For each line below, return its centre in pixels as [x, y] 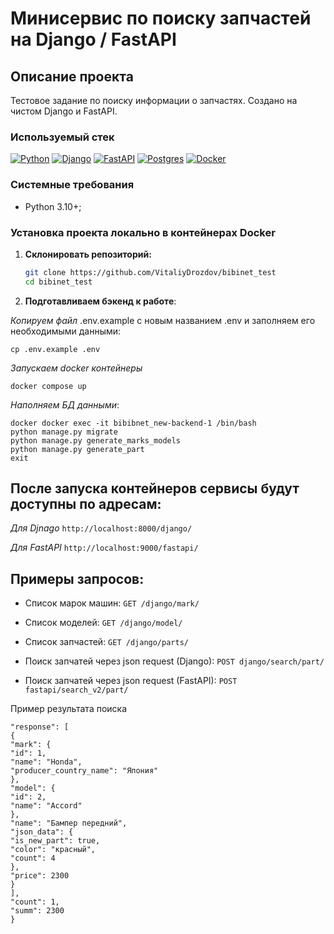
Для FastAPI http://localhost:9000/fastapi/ [104, 548]
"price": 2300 [40, 876]
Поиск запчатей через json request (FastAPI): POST [131, 681]
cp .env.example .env [55, 349]
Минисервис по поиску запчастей [161, 18]
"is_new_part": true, [55, 841]
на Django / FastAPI [93, 39]
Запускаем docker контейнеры [76, 368]
